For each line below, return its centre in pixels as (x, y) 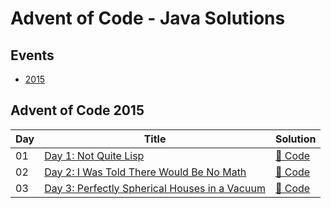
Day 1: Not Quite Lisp (94, 155)
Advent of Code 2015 (77, 110)
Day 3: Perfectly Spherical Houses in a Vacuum (155, 188)
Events (32, 55)
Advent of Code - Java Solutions (148, 18)
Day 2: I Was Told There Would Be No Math (145, 172)
